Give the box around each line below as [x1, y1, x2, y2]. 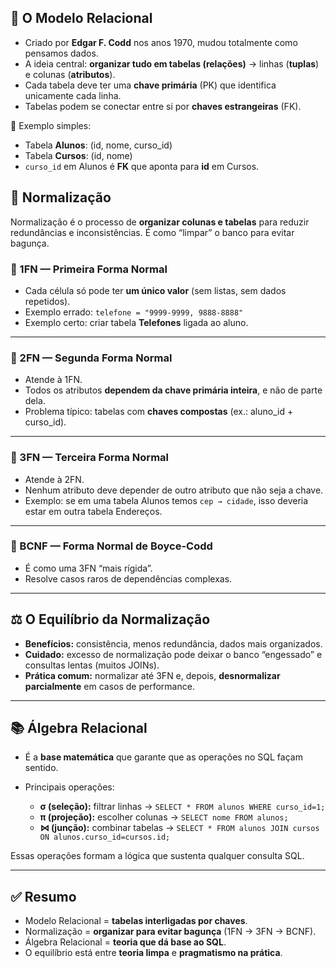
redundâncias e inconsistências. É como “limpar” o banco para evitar [10, 226, 295, 238]
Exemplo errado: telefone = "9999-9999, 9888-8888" [24, 306, 244, 318]
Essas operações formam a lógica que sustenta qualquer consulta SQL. [10, 850, 305, 862]
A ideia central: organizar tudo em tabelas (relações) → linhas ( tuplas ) [24, 57, 320, 70]
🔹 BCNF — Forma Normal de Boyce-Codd [10, 539, 213, 553]
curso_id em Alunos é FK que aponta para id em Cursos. [24, 160, 260, 172]
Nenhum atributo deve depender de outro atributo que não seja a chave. [24, 484, 324, 496]
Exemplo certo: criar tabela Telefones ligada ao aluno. [24, 316, 249, 328]
